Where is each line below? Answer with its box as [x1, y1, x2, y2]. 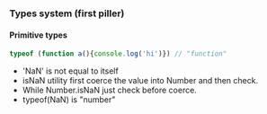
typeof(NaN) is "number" [22, 94, 116, 105]
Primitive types [9, 30, 67, 40]
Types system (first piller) [9, 7, 125, 20]
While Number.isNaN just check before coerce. [22, 84, 198, 95]
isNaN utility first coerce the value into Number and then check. [22, 75, 259, 85]
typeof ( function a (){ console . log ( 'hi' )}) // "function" [9, 49, 227, 58]
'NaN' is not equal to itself [22, 66, 119, 76]
